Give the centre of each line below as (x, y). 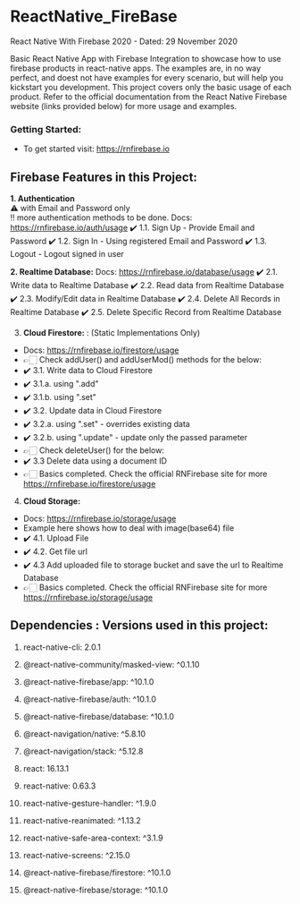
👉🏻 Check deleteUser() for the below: (93, 450)
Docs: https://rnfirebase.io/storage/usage (100, 519)
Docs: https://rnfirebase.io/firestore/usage (101, 350)
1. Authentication (42, 199)
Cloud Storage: (52, 501)
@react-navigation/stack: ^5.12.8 (83, 751)
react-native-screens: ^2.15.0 (76, 855)
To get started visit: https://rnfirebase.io (96, 149)
